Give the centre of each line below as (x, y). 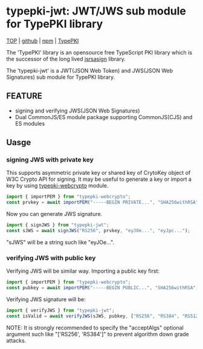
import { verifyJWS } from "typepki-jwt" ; (60, 310)
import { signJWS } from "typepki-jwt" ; (58, 225)
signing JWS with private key (50, 160)
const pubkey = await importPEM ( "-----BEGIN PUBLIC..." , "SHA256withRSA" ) (102, 288)
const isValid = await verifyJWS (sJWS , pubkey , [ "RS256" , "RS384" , (93, 316)
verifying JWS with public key (51, 258)
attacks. (16, 341)
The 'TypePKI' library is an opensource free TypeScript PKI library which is (99, 52)
